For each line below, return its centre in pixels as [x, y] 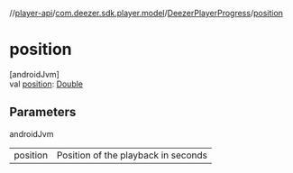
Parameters [43, 112]
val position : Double [46, 84]
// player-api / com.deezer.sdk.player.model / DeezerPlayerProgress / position [146, 13]
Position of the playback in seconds [132, 155]
